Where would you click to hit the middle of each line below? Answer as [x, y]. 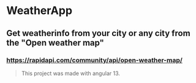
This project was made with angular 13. [71, 73]
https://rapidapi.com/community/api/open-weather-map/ [94, 60]
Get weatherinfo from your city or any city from [99, 33]
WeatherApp [39, 11]
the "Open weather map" [55, 42]
